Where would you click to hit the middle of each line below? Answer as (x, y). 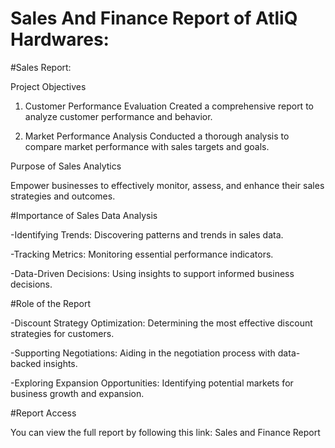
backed (26, 363)
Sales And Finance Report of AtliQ (154, 18)
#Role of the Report (51, 303)
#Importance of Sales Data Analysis (84, 215)
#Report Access (43, 413)
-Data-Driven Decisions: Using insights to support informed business (152, 273)
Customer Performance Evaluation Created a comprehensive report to (169, 106)
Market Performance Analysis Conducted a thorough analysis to (157, 136)
